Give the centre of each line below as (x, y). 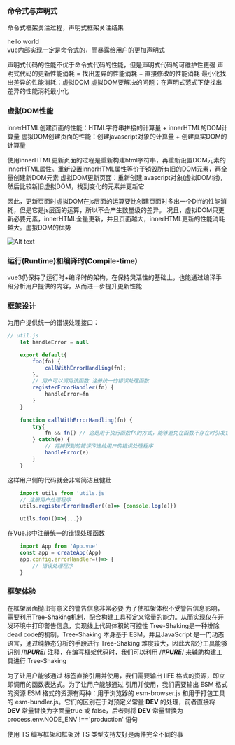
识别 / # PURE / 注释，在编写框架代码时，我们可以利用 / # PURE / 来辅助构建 (112, 652)
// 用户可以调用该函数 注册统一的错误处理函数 (91, 381)
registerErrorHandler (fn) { (73, 388)
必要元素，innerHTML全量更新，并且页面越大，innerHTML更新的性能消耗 (119, 218)
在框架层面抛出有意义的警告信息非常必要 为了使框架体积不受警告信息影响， (115, 608)
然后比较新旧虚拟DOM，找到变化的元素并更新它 (76, 186)
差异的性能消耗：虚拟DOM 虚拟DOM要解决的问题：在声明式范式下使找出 (117, 83)
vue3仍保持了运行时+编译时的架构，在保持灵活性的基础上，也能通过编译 (112, 277)
